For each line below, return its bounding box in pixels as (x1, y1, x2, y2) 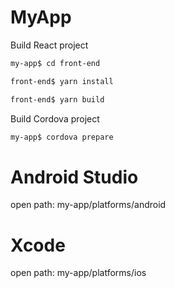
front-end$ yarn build (10, 94, 105, 105)
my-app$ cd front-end (10, 58, 101, 68)
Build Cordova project (10, 112, 100, 125)
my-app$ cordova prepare (10, 132, 114, 142)
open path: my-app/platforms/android (10, 199, 167, 211)
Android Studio (10, 166, 139, 188)
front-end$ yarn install (10, 76, 114, 86)
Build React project (10, 39, 89, 51)
